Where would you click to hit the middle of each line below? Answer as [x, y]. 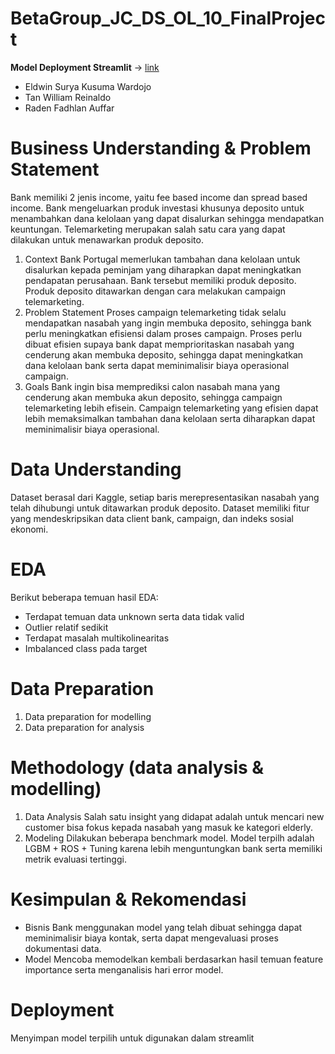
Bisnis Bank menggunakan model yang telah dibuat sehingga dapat [163, 927]
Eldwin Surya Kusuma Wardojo [88, 86]
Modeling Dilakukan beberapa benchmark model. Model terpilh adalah [169, 838]
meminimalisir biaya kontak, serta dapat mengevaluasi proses [151, 938]
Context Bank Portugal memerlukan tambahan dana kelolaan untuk [162, 259]
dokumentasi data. [63, 948]
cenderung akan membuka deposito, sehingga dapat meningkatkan [164, 354]
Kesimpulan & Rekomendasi [128, 899]
